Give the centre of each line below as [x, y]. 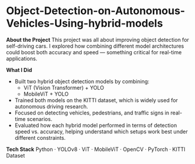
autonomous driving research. [51, 106]
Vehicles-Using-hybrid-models [85, 23]
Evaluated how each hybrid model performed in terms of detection [96, 125]
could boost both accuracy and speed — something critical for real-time [94, 52]
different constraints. [40, 137]
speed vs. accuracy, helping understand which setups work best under [101, 132]
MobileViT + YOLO [46, 94]
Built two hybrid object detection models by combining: [82, 81]
